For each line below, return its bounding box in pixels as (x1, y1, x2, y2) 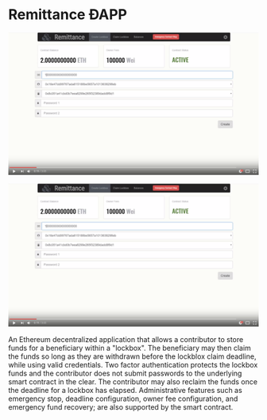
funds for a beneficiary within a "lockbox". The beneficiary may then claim (8, 343, 252, 352)
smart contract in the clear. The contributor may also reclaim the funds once (8, 376, 258, 387)
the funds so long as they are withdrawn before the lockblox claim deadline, (8, 352, 257, 361)
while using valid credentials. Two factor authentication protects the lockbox (8, 360, 258, 369)
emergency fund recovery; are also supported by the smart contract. (8, 402, 234, 411)
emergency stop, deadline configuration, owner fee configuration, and (8, 394, 238, 403)
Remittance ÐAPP (8, 6, 127, 24)
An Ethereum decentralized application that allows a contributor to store (8, 334, 244, 344)
